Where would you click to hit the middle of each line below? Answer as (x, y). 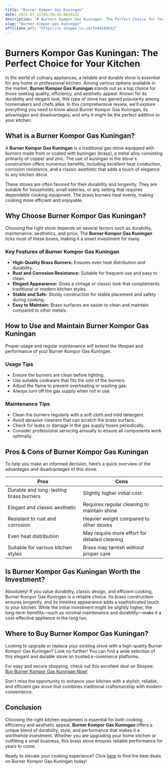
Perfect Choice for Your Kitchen (73, 64)
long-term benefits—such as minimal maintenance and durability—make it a (83, 613)
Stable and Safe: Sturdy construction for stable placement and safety (84, 294)
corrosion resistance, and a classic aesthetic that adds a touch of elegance (82, 169)
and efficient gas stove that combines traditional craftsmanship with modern (84, 686)
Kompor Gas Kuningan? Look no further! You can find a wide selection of (80, 651)
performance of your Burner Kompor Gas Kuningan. (58, 351)
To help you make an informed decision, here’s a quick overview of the (78, 464)
